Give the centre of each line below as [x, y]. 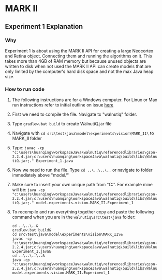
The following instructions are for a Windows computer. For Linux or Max [85, 100]
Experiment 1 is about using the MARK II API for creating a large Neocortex [79, 51]
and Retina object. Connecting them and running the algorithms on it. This [79, 56]
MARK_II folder [27, 139]
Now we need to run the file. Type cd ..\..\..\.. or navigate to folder [82, 170]
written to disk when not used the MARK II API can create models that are [78, 66]
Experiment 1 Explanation [44, 26]
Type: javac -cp [28, 148]
